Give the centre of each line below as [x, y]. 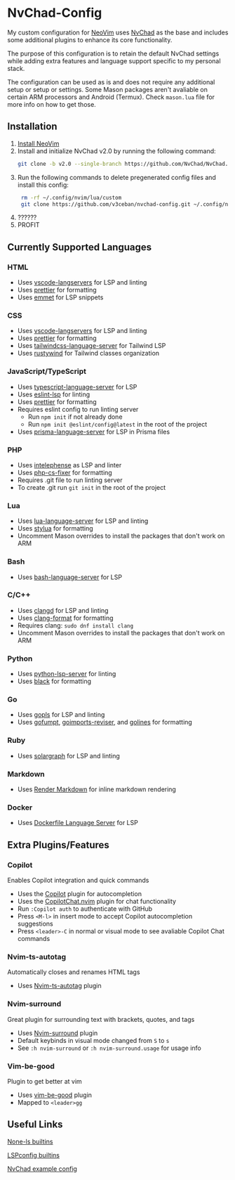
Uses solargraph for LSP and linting [69, 756]
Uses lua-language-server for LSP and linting [83, 521]
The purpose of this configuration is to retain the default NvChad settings [113, 53]
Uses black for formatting [54, 681]
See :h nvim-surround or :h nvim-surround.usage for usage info [109, 1048]
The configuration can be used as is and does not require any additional [111, 82]
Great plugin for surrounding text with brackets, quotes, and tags [101, 1019]
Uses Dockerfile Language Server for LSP [78, 823]
